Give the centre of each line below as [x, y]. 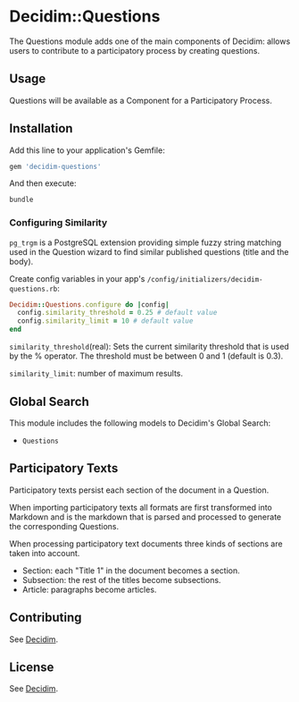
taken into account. [45, 553]
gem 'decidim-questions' [55, 166]
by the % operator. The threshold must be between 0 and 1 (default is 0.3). [146, 356]
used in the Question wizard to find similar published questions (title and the [149, 251]
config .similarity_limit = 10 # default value [105, 321]
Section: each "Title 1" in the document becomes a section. [131, 571]
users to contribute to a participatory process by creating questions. [135, 50]
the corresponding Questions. [64, 526]
